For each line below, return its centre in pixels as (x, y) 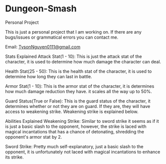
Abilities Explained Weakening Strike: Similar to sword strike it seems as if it (82, 121)
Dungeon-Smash (41, 9)
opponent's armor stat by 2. (34, 137)
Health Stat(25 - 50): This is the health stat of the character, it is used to (79, 71)
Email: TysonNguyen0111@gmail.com (43, 47)
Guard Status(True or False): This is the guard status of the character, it (78, 101)
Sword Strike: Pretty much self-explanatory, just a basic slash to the (74, 146)
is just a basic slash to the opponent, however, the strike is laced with (76, 126)
